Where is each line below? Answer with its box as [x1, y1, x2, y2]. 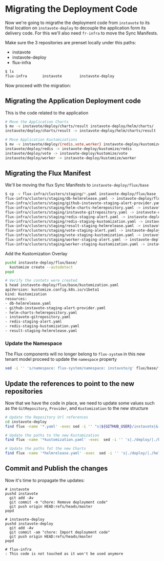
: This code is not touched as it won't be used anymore [5, 551, 123, 556]
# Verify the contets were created [5, 278, 78, 283]
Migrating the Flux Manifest [5, 169, 91, 177]
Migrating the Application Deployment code [5, 97, 141, 105]
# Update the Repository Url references [5, 415, 89, 420]
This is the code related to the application [5, 109, 89, 116]
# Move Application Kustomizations [5, 137, 78, 142]
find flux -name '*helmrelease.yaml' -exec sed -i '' [5, 451, 119, 456]
